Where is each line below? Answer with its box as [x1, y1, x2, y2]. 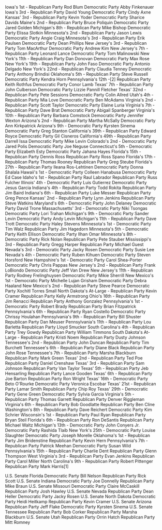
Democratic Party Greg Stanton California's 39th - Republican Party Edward [5, 128, 156, 134]
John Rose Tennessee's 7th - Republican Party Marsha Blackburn [5, 350, 136, 356]
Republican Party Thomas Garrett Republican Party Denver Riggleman [5, 396, 145, 402]
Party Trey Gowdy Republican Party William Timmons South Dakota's [5, 329, 143, 335]
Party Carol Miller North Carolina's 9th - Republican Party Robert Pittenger [5, 459, 153, 464]
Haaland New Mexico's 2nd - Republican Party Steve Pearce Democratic [5, 283, 150, 289]
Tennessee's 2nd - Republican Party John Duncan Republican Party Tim [5, 340, 149, 345]
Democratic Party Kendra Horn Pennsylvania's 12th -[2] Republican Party [5, 76, 151, 82]
